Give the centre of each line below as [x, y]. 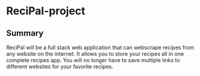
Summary [25, 33]
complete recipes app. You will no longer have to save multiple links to [93, 60]
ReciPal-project [46, 11]
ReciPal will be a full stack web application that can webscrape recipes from [100, 47]
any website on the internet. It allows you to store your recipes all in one [95, 54]
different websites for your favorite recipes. [60, 66]
